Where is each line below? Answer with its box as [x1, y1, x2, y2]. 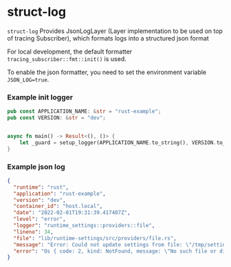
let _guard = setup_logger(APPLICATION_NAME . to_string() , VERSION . [19, 139, 217, 146]
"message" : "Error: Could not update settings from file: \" [13, 241, 192, 248]
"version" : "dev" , [13, 196, 67, 203]
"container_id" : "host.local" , [13, 203, 103, 210]
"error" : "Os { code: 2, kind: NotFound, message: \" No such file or [13, 248, 217, 255]
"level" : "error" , [13, 216, 67, 223]
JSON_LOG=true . [7, 75, 49, 83]
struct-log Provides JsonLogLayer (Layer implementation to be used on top [7, 27, 223, 35]
